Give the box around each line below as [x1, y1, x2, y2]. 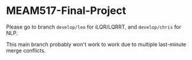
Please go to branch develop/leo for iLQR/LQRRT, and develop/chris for [6, 23, 181, 30]
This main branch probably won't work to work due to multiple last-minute [6, 41, 187, 48]
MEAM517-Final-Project [6, 4, 126, 17]
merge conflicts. [6, 47, 46, 54]
